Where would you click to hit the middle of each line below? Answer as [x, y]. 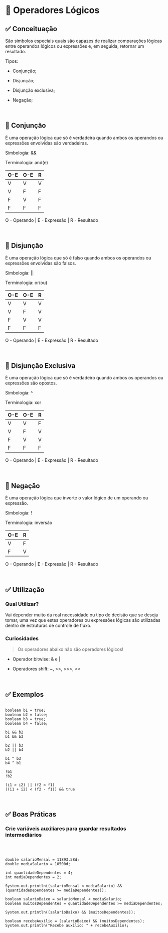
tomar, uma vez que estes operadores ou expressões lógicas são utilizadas [83, 620]
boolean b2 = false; [27, 715]
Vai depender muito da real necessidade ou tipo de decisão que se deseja [82, 615]
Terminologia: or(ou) [26, 283]
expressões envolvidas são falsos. [41, 263]
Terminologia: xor [23, 403]
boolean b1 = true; [26, 710]
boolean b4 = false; [27, 724]
